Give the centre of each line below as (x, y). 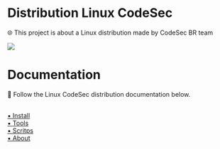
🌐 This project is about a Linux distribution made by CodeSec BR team (110, 32)
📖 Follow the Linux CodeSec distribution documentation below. (99, 94)
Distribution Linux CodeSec (90, 13)
